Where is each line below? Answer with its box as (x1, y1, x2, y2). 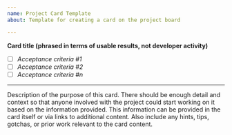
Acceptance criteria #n (17, 70, 84, 79)
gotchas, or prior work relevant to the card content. (7, 120, 153, 128)
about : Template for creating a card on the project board (7, 17, 181, 23)
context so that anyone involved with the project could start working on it (7, 98, 215, 106)
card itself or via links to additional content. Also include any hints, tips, (7, 112, 209, 121)
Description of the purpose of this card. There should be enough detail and (7, 90, 221, 98)
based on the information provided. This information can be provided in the (7, 105, 221, 114)
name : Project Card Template (7, 10, 91, 17)
